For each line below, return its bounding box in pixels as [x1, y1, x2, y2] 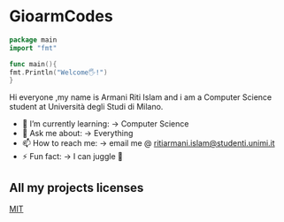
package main [9, 35, 58, 44]
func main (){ [9, 59, 58, 68]
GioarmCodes [9, 6, 113, 27]
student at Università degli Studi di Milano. [9, 102, 164, 112]
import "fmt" [9, 43, 58, 52]
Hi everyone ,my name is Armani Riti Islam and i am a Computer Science [9, 92, 272, 103]
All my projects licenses [9, 180, 144, 195]
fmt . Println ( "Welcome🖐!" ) [9, 68, 108, 77]
